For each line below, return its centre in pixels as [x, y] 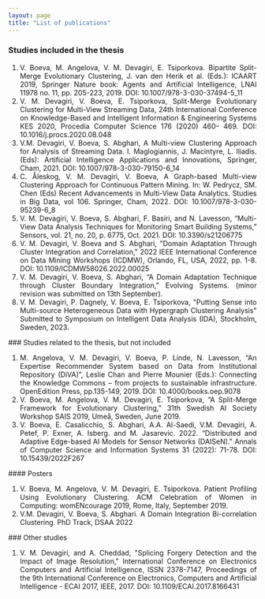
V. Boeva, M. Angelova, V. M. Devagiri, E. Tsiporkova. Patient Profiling [138, 489]
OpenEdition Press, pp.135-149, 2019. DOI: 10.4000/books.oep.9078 [130, 391]
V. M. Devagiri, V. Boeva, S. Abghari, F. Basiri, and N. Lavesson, [126, 218]
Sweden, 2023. [44, 327]
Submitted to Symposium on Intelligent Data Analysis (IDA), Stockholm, [138, 318]
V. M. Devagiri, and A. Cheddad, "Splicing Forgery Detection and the [138, 552]
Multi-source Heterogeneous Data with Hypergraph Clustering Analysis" [138, 310]
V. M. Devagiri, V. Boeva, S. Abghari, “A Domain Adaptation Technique [138, 277]
